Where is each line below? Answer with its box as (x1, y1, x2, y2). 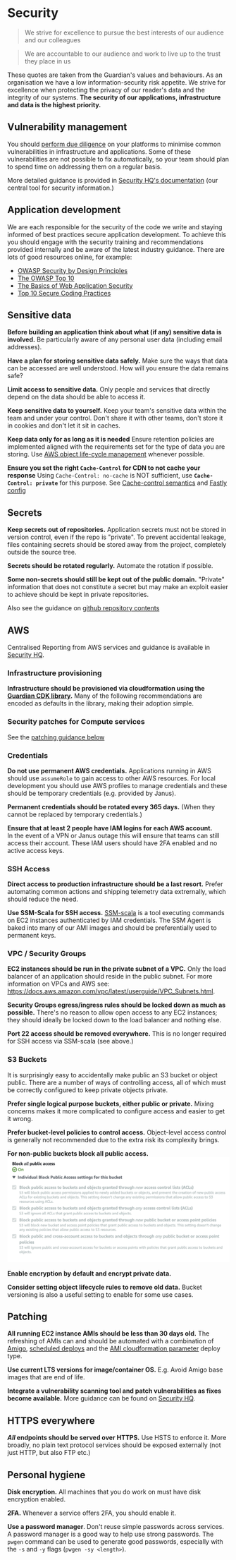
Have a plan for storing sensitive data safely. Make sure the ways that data (7, 356, 228, 365)
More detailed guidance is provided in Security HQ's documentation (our (7, 176, 218, 184)
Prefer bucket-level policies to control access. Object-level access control (7, 1127, 227, 1137)
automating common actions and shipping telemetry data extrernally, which (7, 888, 227, 896)
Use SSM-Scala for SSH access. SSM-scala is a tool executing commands (7, 909, 225, 917)
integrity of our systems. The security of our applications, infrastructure (7, 93, 221, 102)
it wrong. (7, 1114, 33, 1123)
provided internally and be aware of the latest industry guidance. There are (7, 245, 225, 253)
